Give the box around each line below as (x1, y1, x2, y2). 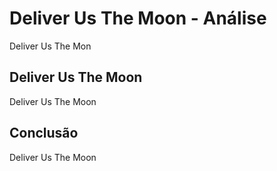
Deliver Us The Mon (9, 40, 92, 52)
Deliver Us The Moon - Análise (9, 7, 267, 30)
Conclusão (9, 125, 79, 142)
